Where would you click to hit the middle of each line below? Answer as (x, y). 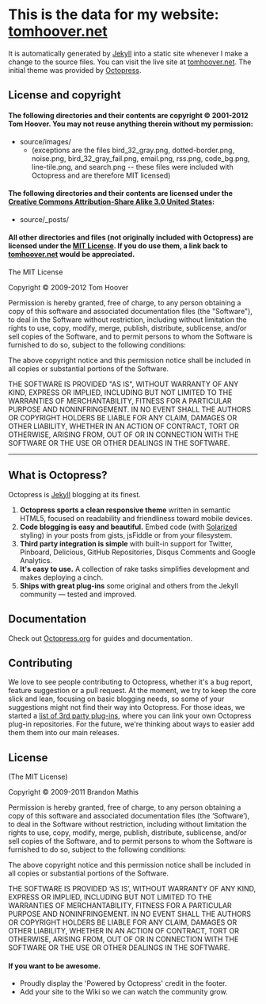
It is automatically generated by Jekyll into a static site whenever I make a (128, 53)
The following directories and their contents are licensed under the (121, 194)
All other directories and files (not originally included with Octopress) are (131, 238)
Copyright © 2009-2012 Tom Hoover (68, 287)
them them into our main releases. (64, 733)
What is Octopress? (58, 475)
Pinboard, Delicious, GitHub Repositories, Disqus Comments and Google (137, 552)
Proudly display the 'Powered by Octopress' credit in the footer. (123, 983)
